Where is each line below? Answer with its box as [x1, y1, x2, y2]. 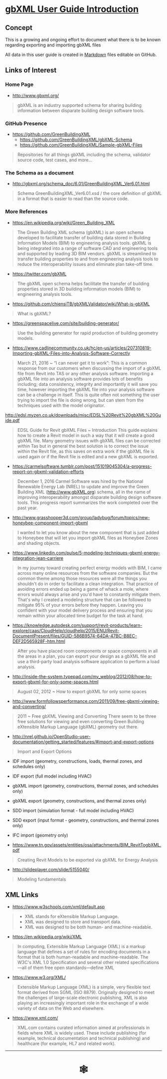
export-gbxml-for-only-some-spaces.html [12, 679, 98, 685]
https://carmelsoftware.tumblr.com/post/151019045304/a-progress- [12, 463, 152, 469]
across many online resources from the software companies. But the [17, 570, 158, 576]
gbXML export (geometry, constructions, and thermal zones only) [12, 798, 147, 804]
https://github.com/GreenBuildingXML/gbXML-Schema [19, 136, 133, 142]
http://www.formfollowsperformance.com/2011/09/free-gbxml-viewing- [12, 698, 160, 704]
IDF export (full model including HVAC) [12, 773, 92, 779]
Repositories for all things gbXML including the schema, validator [17, 151, 151, 157]
